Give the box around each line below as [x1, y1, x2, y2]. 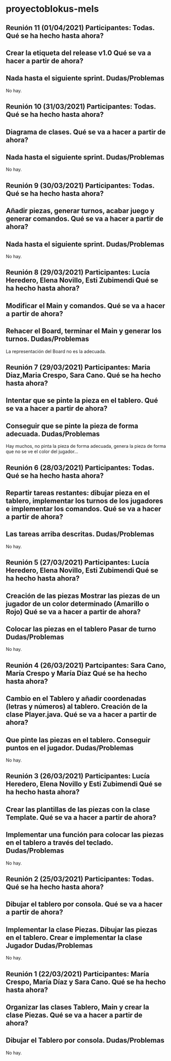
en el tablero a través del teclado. [6, 839, 113, 847]
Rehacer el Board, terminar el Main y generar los [6, 327, 162, 336]
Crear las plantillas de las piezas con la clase [6, 805, 150, 814]
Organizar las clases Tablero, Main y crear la [6, 1003, 150, 1012]
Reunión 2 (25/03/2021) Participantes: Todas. [6, 874, 154, 883]
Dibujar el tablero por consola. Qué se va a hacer [6, 900, 163, 908]
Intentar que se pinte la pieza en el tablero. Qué [6, 396, 158, 405]
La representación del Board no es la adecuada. [6, 348, 106, 355]
